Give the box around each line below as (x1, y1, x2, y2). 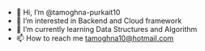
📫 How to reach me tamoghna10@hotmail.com (15, 33, 174, 43)
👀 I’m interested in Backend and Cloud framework (15, 16, 182, 25)
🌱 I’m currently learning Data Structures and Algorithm (15, 25, 198, 33)
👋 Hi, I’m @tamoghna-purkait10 (15, 8, 121, 17)
